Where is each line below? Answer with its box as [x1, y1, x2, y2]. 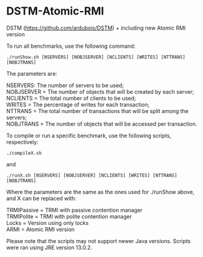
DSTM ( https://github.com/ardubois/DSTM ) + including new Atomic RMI [6, 24, 186, 31]
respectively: [6, 138, 39, 146]
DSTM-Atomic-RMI [6, 4, 104, 18]
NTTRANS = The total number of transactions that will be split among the [6, 107, 189, 114]
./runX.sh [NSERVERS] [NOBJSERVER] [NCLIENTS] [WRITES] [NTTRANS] [6, 172, 178, 178]
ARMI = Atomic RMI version [6, 226, 75, 233]
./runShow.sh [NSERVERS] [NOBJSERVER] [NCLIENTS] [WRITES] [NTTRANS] [6, 54, 186, 60]
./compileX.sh [6, 150, 42, 156]
